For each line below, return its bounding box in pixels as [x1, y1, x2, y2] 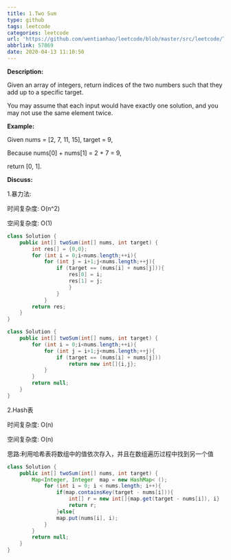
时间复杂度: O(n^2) [7, 204, 60, 212]
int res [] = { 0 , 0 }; [32, 245, 88, 252]
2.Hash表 [7, 406, 34, 414]
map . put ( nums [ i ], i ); [56, 515, 118, 521]
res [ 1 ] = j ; [68, 278, 103, 284]
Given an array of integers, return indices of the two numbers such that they [7, 81, 223, 89]
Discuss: [7, 175, 33, 183]
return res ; [32, 303, 67, 310]
